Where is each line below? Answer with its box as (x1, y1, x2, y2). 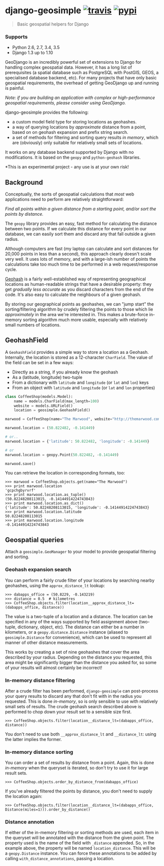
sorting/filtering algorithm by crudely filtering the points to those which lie (5, 306, 153, 312)
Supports (5, 33, 28, 40)
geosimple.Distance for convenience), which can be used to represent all (5, 634, 152, 640)
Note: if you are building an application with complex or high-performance (5, 95, 155, 100)
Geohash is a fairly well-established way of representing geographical (5, 276, 146, 282)
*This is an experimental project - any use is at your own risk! (5, 164, 129, 170)
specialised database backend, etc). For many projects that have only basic (5, 75, 157, 81)
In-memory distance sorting (5, 748, 73, 755)
